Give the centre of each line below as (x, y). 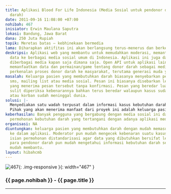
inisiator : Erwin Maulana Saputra (42, 29)
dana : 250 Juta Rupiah (29, 39)
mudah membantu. (27, 148)
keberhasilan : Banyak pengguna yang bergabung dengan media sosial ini (83, 115)
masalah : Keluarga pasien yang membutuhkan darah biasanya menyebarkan (83, 77)
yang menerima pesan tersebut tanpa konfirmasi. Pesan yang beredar (84, 86)
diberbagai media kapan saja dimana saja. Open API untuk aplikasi (83, 62)
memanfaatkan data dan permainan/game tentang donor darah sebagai (83, 67)
